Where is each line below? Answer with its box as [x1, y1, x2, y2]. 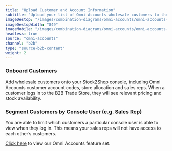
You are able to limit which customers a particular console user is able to [5, 120, 159, 126]
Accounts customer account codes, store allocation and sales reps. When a [5, 84, 165, 90]
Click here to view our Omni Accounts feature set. [5, 140, 111, 146]
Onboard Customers [5, 67, 57, 74]
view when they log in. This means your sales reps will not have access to [5, 125, 161, 131]
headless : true [5, 31, 38, 36]
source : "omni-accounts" [5, 36, 58, 41]
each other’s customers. [5, 131, 56, 137]
